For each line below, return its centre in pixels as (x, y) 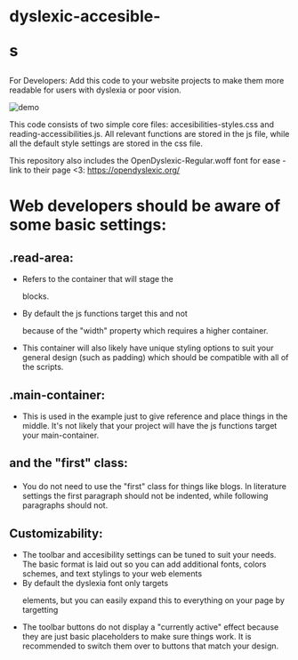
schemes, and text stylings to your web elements (112, 574)
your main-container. (60, 435)
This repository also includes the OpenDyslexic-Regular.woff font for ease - (148, 161)
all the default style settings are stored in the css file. (106, 143)
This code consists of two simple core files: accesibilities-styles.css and (141, 125)
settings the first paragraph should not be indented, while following (145, 496)
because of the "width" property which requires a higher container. (145, 331)
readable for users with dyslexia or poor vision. (96, 90)
